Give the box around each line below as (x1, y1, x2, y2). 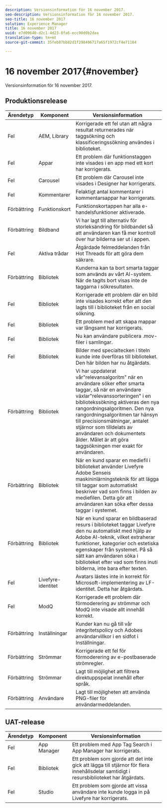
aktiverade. (119, 208, 146, 215)
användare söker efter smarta (75, 380, 145, 387)
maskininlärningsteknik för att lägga (75, 475, 159, 482)
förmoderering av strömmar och (75, 600, 151, 607)
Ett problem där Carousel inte (75, 173, 144, 180)
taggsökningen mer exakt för (75, 442, 143, 449)
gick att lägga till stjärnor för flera (72, 762, 150, 769)
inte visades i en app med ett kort (75, 159, 154, 166)
